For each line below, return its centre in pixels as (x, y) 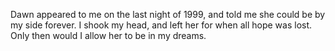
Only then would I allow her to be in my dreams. (108, 35)
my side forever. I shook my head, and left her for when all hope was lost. (161, 25)
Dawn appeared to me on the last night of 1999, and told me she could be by (168, 14)
